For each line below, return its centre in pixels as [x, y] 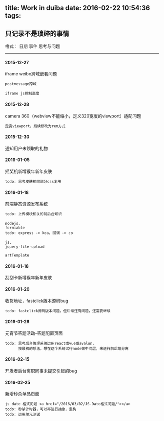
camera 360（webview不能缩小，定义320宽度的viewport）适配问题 [73, 116]
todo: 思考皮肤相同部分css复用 [33, 182]
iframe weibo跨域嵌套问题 [31, 74]
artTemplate [17, 256]
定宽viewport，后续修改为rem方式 [35, 126]
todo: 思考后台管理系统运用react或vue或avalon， [51, 343]
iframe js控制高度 [22, 94]
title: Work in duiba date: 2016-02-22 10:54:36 [78, 8]
